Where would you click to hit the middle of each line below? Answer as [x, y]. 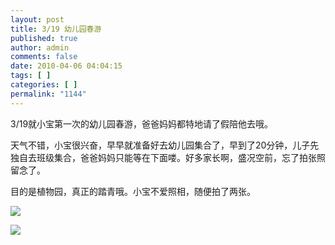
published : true [44, 38]
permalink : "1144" [48, 94]
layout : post [37, 19]
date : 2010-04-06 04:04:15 [66, 66]
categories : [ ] [44, 85]
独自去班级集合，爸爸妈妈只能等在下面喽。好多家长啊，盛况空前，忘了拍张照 [168, 157]
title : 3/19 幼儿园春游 [56, 29]
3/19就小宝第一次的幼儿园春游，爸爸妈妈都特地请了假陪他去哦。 [142, 123]
